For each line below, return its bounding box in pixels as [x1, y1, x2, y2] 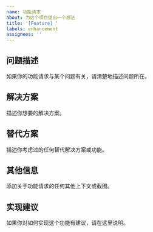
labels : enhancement [6, 25, 59, 32]
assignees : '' [6, 31, 42, 38]
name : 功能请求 [6, 8, 41, 15]
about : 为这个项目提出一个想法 [6, 15, 75, 21]
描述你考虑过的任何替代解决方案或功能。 [6, 146, 107, 153]
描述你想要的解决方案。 [6, 109, 65, 116]
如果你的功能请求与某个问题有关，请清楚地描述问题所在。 [6, 72, 150, 79]
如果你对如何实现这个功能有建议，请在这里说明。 [6, 219, 129, 227]
